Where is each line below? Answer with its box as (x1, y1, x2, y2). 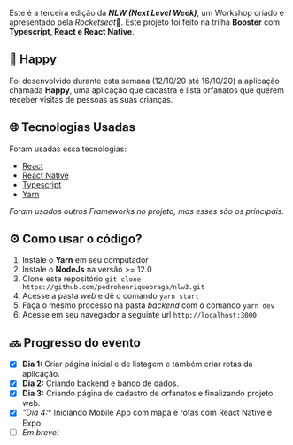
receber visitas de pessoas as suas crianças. (9, 94, 173, 104)
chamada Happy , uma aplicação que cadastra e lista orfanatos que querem (9, 84, 285, 96)
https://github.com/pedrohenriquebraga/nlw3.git (21, 283, 205, 292)
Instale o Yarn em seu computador (21, 255, 149, 265)
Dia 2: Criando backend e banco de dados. (21, 378, 180, 388)
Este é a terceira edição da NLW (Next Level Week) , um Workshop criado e (9, 8, 285, 18)
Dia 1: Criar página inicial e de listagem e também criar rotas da (21, 358, 253, 370)
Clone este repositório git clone (21, 273, 142, 284)
